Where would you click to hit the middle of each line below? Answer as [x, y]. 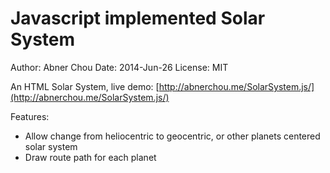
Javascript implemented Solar [138, 18]
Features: [30, 116]
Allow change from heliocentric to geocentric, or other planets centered [172, 136]
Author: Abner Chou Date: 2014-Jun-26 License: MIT [119, 67]
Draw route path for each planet [90, 157]
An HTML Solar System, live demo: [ [85, 86]
